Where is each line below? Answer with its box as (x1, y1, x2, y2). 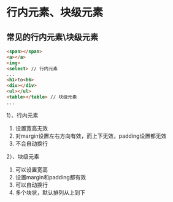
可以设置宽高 (15, 166, 48, 173)
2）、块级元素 (6, 152, 40, 160)
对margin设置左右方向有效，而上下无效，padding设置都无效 (15, 132, 167, 140)
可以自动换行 (15, 181, 48, 189)
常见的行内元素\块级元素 (6, 32, 99, 42)
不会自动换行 (15, 140, 48, 147)
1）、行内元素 (6, 111, 39, 119)
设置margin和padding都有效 (15, 173, 87, 181)
